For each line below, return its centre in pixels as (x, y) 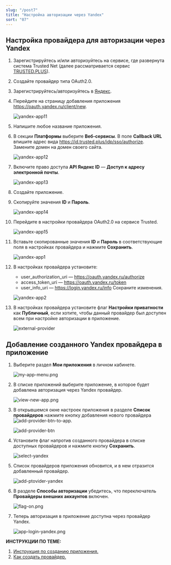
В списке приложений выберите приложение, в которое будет (81, 385)
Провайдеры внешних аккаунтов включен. (61, 496)
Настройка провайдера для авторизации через (85, 40)
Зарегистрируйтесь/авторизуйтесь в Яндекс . (62, 91)
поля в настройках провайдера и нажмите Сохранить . (73, 247)
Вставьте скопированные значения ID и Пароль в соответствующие (88, 242)
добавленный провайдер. (41, 471)
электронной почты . (36, 172)
